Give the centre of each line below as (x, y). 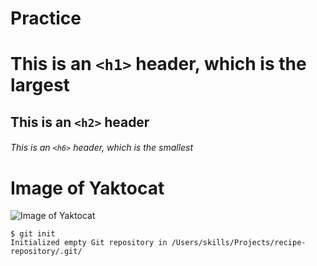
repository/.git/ (46, 252)
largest (40, 85)
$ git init (33, 234)
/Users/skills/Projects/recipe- (239, 243)
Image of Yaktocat (87, 188)
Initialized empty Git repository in (89, 243)
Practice (46, 18)
